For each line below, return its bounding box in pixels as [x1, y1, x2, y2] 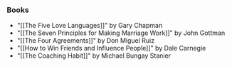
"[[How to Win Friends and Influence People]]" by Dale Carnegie [16, 44, 206, 53]
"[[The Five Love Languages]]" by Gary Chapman [16, 21, 163, 30]
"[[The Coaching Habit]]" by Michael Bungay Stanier [16, 51, 172, 60]
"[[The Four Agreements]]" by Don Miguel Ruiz [16, 36, 154, 45]
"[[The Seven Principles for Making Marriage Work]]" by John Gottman [16, 29, 226, 37]
